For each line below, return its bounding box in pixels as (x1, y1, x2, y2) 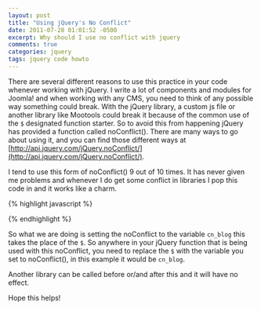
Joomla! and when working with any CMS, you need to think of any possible (8, 93, 253, 103)
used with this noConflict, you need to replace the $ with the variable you (8, 246, 245, 255)
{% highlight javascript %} (8, 199, 93, 208)
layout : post (8, 11, 51, 20)
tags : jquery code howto (8, 56, 89, 64)
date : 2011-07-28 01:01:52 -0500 (8, 26, 118, 34)
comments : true (8, 41, 58, 49)
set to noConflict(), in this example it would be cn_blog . (8, 254, 186, 264)
